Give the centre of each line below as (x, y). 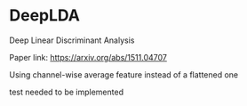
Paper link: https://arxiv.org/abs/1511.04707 (88, 57)
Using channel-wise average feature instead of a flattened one (124, 74)
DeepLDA (45, 16)
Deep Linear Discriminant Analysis (72, 40)
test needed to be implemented (67, 92)
